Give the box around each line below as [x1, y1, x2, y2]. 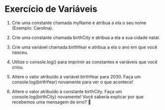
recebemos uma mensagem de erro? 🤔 [11, 99, 91, 105]
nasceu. [11, 49, 28, 55]
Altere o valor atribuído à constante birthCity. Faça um [11, 88, 122, 94]
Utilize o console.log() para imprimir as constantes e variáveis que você [11, 59, 158, 65]
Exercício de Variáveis [4, 3, 97, 15]
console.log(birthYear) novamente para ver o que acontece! [11, 79, 133, 85]
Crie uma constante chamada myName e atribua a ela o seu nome [11, 20, 147, 26]
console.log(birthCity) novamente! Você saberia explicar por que [11, 94, 144, 100]
